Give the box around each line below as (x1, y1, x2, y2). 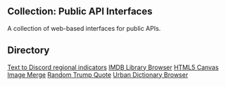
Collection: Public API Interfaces (7, 6, 153, 17)
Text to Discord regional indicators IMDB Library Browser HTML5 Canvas (7, 63, 219, 71)
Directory (7, 45, 50, 57)
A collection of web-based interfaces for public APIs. (7, 24, 161, 32)
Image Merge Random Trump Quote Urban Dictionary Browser (7, 70, 189, 79)
